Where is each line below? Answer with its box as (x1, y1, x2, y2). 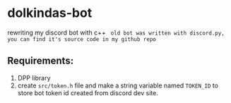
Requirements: (7, 55, 74, 67)
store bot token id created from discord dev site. (17, 88, 159, 97)
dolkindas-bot (7, 5, 93, 21)
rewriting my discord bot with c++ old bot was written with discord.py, (7, 28, 225, 37)
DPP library (17, 73, 51, 82)
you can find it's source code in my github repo (7, 35, 157, 43)
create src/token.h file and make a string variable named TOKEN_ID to (17, 81, 219, 90)
